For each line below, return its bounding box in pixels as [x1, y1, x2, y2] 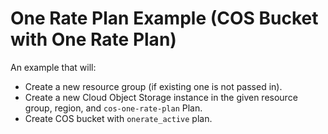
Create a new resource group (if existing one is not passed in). [24, 80, 283, 92]
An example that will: [10, 61, 97, 73]
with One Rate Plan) [10, 28, 177, 51]
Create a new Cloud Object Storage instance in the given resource [24, 91, 298, 103]
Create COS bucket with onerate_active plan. [24, 112, 213, 124]
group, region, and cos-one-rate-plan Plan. [24, 102, 203, 114]
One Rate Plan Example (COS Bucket [10, 7, 319, 30]
